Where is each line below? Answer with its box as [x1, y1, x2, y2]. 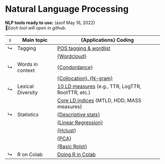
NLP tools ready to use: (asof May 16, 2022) [5, 20, 95, 26]
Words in [17, 60, 38, 67]
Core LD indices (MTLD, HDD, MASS [57, 97, 141, 104]
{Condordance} [57, 64, 93, 71]
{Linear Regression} [57, 119, 103, 126]
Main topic [22, 36, 48, 43]
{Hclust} [57, 127, 76, 134]
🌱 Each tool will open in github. [5, 25, 67, 30]
